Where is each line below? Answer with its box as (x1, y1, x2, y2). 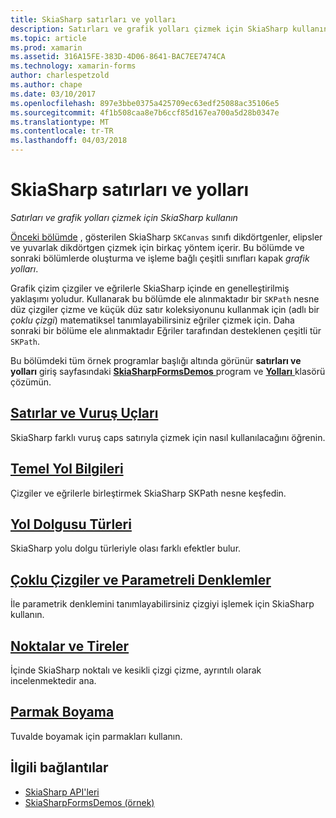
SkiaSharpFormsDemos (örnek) (24, 796, 155, 808)
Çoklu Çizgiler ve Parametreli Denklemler (10, 571, 272, 588)
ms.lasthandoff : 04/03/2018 (10, 136, 128, 146)
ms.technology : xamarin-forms (10, 61, 137, 71)
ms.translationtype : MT (10, 117, 110, 127)
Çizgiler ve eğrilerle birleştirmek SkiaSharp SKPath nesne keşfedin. (10, 487, 287, 499)
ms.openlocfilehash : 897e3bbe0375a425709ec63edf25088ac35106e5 (10, 98, 280, 108)
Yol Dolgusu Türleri (10, 516, 132, 533)
